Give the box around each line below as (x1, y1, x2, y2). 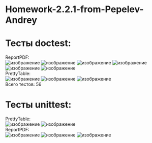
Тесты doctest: (5, 38, 71, 49)
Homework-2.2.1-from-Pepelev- (5, 4, 144, 15)
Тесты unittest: (5, 99, 72, 111)
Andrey (5, 14, 37, 26)
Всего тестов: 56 (5, 81, 42, 87)
